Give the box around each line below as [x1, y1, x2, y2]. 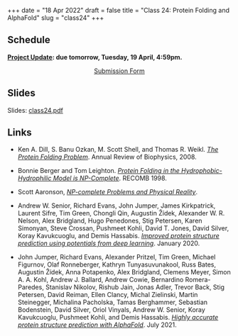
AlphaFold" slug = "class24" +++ [7, 13, 104, 22]
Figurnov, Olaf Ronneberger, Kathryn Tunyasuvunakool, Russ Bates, [17, 260, 217, 269]
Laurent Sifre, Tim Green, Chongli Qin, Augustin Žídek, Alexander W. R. [17, 209, 225, 218]
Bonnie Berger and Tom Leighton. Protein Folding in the [17, 167, 180, 175]
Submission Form [93, 67, 146, 75]
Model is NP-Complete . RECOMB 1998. [53, 174, 167, 183]
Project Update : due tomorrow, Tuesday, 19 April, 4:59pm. [7, 52, 183, 61]
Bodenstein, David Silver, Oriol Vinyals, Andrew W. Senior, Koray [17, 306, 206, 314]
